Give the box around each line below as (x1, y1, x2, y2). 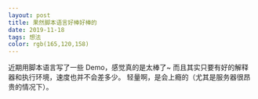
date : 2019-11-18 (8, 26, 65, 34)
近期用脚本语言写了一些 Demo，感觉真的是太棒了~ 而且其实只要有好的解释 (8, 63, 249, 72)
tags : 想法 (8, 33, 42, 41)
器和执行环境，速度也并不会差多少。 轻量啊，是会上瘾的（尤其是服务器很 (8, 72, 244, 82)
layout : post (8, 11, 51, 19)
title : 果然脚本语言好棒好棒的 (8, 19, 97, 27)
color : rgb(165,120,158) (8, 41, 89, 48)
